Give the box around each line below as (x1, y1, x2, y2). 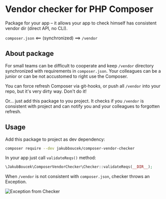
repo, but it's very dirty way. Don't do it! (5, 88, 87, 94)
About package (5, 49, 54, 58)
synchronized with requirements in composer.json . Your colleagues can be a (5, 68, 161, 74)
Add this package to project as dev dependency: (5, 136, 105, 142)
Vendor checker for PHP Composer (5, 3, 154, 15)
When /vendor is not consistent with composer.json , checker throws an (5, 174, 150, 180)
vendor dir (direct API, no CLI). (5, 25, 68, 31)
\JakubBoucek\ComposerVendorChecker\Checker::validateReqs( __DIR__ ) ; (5, 165, 153, 170)
